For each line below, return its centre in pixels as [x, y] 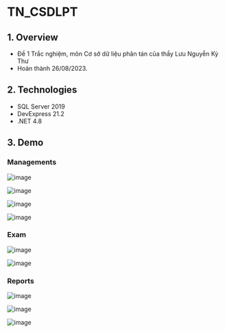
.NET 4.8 [29, 121]
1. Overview [33, 37]
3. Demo [25, 142]
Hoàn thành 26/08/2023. [52, 68]
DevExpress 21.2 [41, 113]
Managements [32, 162]
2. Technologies [42, 90]
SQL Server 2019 [41, 106]
